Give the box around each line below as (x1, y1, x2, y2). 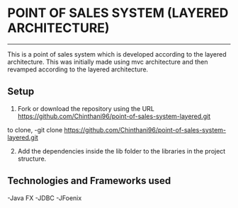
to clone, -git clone (7, 125, 63, 134)
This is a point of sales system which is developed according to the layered (7, 50, 227, 58)
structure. (17, 154, 47, 163)
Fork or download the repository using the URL (17, 104, 154, 112)
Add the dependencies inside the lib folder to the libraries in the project (17, 146, 226, 155)
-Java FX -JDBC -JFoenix (7, 193, 82, 202)
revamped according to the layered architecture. (7, 65, 149, 74)
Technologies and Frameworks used (7, 175, 171, 187)
